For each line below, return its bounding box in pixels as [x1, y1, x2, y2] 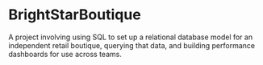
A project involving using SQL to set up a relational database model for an [8, 32, 253, 42]
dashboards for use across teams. [8, 49, 123, 59]
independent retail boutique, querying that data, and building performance [8, 40, 256, 50]
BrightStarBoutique [8, 6, 141, 24]
